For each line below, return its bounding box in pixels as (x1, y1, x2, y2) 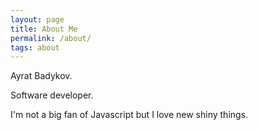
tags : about (10, 42, 60, 53)
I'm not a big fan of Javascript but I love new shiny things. (10, 109, 249, 121)
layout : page (10, 14, 65, 25)
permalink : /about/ (10, 33, 92, 43)
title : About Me (10, 24, 78, 34)
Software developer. (10, 89, 94, 101)
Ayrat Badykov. (10, 70, 73, 82)
